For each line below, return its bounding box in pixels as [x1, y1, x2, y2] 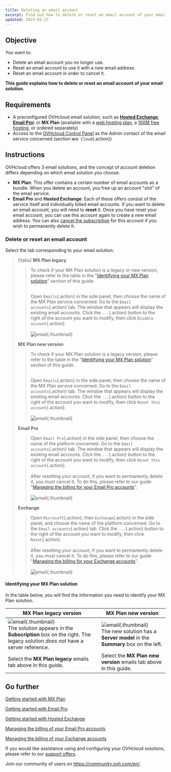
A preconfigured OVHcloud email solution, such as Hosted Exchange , [12, 114, 159, 120]
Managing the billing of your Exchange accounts [5, 736, 107, 742]
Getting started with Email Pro [5, 706, 68, 712]
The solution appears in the [8, 625, 73, 632]
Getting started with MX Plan [5, 696, 66, 702]
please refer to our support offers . [5, 751, 77, 757]
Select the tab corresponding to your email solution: [5, 247, 115, 254]
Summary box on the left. [101, 641, 163, 648]
